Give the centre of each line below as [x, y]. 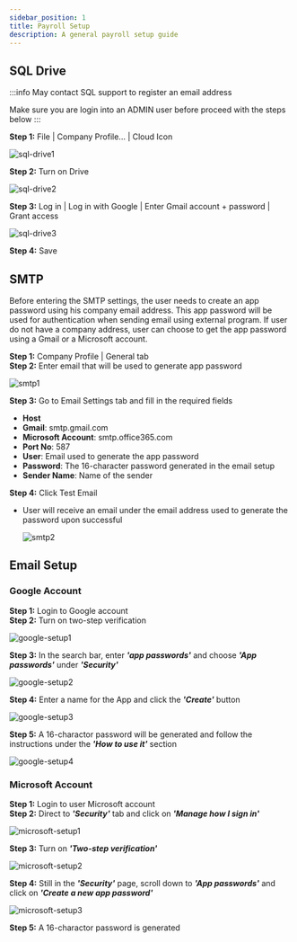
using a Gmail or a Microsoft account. [79, 339]
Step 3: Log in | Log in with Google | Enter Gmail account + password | [140, 207]
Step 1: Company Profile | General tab [79, 356]
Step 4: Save [34, 251]
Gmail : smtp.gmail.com [65, 427]
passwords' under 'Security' [64, 664]
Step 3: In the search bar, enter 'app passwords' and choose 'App [133, 655]
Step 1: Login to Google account [69, 610]
